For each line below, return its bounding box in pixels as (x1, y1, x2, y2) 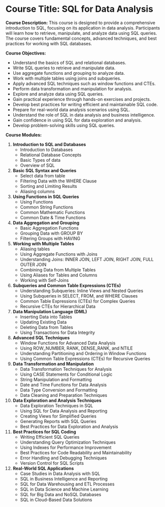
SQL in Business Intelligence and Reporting (20, 476, 108, 481)
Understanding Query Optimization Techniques (20, 439, 116, 445)
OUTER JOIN (20, 262, 47, 268)
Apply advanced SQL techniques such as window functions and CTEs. (12, 80, 156, 87)
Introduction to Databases (20, 147, 73, 152)
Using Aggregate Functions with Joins (20, 251, 98, 257)
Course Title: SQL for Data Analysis (5, 3, 153, 15)
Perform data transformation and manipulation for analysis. (12, 86, 132, 91)
